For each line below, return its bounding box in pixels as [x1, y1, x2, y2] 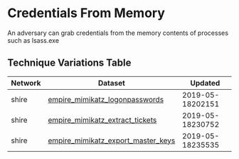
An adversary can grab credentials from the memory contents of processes [7, 29, 229, 37]
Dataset [97, 78, 126, 88]
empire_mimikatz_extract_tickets [48, 115, 157, 125]
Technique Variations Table [7, 57, 132, 69]
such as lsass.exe [7, 36, 59, 44]
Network [11, 78, 41, 88]
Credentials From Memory [7, 5, 166, 21]
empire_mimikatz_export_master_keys [48, 135, 176, 145]
